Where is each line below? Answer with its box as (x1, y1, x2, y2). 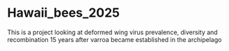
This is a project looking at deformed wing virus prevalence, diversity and (7, 28, 218, 36)
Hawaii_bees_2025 (7, 5, 120, 21)
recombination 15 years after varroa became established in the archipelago (7, 35, 222, 43)
